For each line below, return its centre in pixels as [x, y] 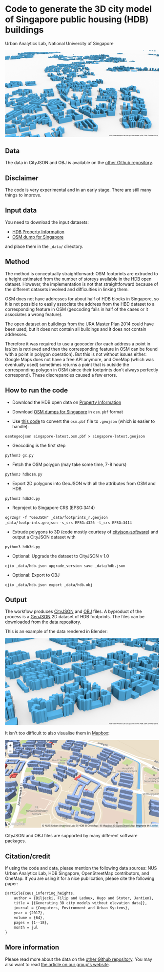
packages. [16, 841]
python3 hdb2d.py [23, 498]
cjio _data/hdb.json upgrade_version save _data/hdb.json [65, 566]
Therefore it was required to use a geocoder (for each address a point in [78, 343]
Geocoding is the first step [39, 445]
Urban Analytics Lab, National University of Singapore [59, 43]
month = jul [26, 928]
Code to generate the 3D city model [79, 9]
